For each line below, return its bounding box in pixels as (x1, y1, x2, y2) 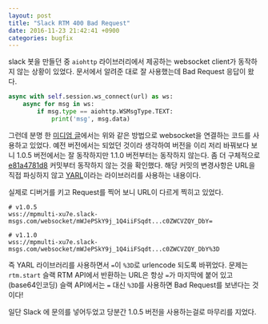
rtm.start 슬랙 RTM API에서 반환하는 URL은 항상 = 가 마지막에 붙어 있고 (8, 270, 234, 279)
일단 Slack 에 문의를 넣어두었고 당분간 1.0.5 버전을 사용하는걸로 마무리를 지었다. (8, 306, 257, 316)
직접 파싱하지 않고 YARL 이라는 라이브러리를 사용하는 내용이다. (8, 170, 202, 180)
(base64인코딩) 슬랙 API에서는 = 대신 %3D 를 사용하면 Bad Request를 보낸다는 (8, 280, 250, 290)
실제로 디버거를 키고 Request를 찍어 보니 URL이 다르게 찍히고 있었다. (8, 187, 224, 196)
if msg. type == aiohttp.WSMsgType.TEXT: (37, 108, 174, 116)
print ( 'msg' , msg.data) (50, 115, 130, 123)
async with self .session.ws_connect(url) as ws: (8, 93, 174, 101)
